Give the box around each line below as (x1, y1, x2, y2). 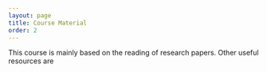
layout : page (8, 11, 52, 20)
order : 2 (8, 26, 37, 34)
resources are (8, 56, 54, 66)
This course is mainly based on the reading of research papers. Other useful (8, 48, 259, 58)
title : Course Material (8, 19, 88, 27)
